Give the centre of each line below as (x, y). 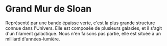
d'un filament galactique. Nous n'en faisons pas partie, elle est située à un (83, 33)
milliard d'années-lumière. (33, 39)
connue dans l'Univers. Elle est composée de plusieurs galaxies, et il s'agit (84, 28)
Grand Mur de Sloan (49, 9)
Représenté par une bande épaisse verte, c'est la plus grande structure (80, 23)
